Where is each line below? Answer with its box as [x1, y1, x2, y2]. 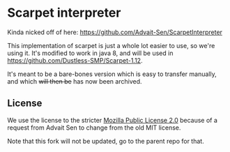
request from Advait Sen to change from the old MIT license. [7, 123, 181, 132]
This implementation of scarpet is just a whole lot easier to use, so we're [7, 41, 215, 50]
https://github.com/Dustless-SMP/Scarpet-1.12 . [7, 56, 143, 64]
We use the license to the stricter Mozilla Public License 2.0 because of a [7, 116, 218, 124]
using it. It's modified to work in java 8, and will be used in [7, 49, 174, 57]
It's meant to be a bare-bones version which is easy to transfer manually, [7, 70, 217, 78]
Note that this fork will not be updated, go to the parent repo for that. [7, 137, 204, 145]
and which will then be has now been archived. [7, 77, 142, 85]
